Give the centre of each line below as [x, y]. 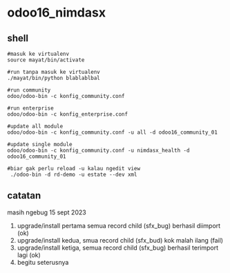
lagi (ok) [29, 255]
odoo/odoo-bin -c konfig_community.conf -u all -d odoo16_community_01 [112, 132]
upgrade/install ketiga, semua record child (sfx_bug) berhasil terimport [118, 247]
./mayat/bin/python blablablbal [54, 78]
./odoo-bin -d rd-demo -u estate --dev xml [74, 174]
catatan [24, 195]
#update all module [35, 126]
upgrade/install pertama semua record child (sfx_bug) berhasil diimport [119, 225]
